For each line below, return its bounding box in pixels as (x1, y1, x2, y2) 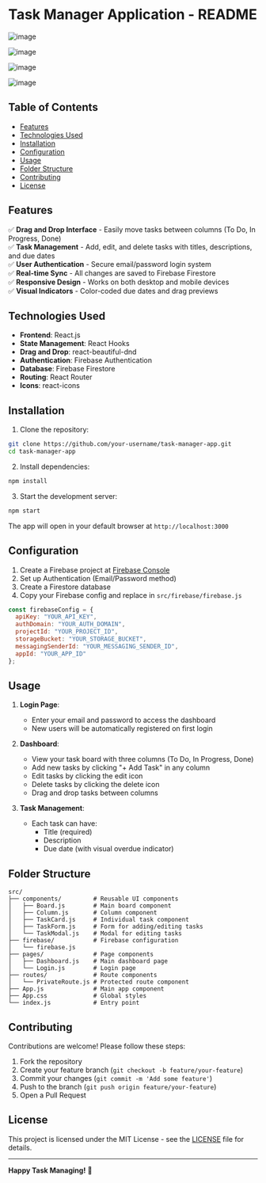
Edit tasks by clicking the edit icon (31, 771, 143, 781)
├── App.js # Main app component (8, 985, 165, 993)
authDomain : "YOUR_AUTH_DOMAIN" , (15, 620, 126, 629)
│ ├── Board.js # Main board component (8, 902, 172, 910)
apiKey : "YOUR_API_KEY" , (15, 613, 97, 621)
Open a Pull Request (19, 1090, 87, 1100)
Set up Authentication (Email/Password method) (19, 573, 177, 583)
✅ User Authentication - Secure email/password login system (8, 259, 211, 268)
